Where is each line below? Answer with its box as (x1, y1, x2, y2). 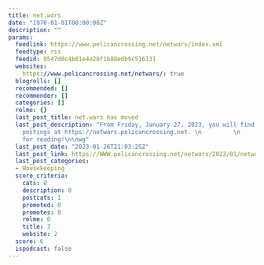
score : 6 (15, 238, 44, 245)
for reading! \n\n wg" (22, 135, 90, 143)
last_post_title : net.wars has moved (15, 114, 139, 122)
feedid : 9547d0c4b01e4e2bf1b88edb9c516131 (15, 56, 156, 64)
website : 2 (22, 231, 58, 238)
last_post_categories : (15, 158, 90, 165)
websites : (15, 63, 47, 71)
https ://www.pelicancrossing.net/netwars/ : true (22, 70, 185, 78)
